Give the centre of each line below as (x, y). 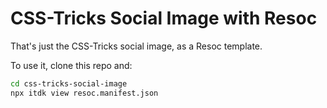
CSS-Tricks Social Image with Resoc (164, 18)
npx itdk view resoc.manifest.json (84, 93)
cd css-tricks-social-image (69, 83)
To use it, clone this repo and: (71, 65)
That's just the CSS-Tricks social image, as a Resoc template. (136, 46)
